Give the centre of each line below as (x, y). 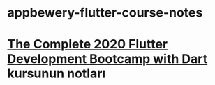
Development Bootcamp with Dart (107, 59)
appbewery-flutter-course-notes (105, 13)
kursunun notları (57, 74)
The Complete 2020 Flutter (88, 45)
